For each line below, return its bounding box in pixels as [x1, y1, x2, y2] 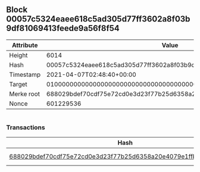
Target [9, 80, 28, 88]
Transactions [6, 123, 46, 132]
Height [9, 51, 28, 59]
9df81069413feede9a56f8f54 [6, 23, 120, 33]
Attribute [11, 41, 38, 49]
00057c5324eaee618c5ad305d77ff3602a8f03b [6, 14, 190, 24]
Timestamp [9, 70, 41, 79]
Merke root [9, 89, 40, 98]
